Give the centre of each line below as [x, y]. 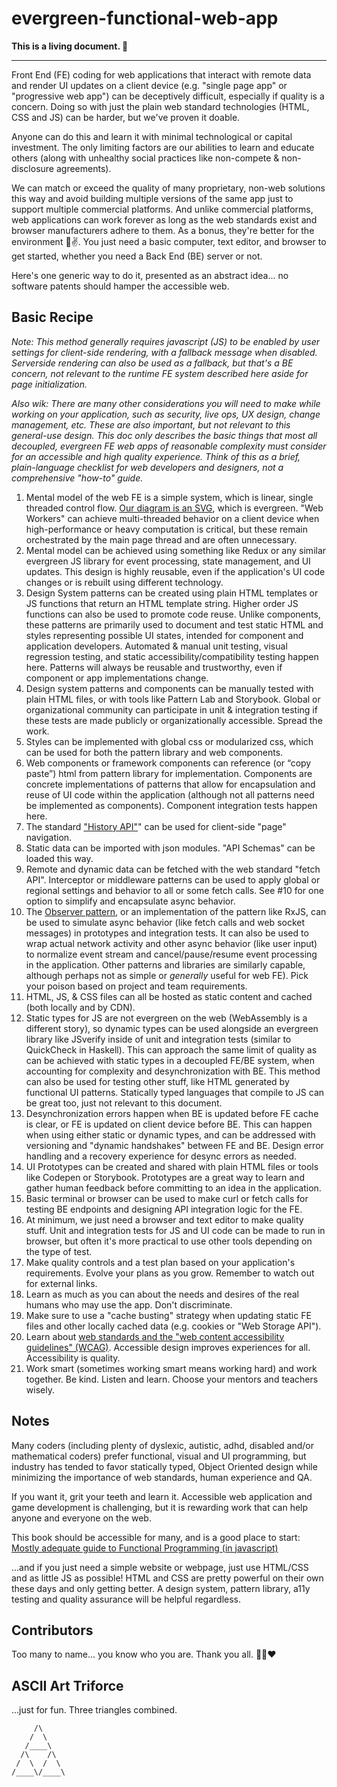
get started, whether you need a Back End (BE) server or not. [137, 256]
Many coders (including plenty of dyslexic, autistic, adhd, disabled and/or [162, 1445]
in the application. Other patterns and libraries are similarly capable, [165, 964]
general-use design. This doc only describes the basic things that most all [164, 435]
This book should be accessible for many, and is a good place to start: [156, 1537]
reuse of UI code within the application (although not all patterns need [170, 794]
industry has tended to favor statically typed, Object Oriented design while [164, 1466]
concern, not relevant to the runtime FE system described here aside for [160, 373]
